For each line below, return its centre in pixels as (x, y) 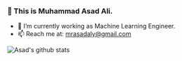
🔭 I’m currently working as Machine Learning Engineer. (96, 26)
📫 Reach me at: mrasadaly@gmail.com (74, 34)
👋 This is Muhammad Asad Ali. (60, 11)
